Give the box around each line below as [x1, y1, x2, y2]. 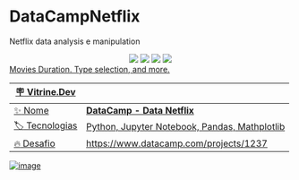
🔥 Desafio [13, 137, 56, 150]
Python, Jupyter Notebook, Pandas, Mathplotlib [86, 121, 286, 133]
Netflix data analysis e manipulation [9, 36, 141, 47]
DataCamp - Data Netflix [86, 104, 194, 116]
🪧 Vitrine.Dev [14, 85, 76, 98]
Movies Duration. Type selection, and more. [9, 64, 170, 74]
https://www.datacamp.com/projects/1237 [86, 137, 269, 150]
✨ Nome [13, 104, 49, 116]
